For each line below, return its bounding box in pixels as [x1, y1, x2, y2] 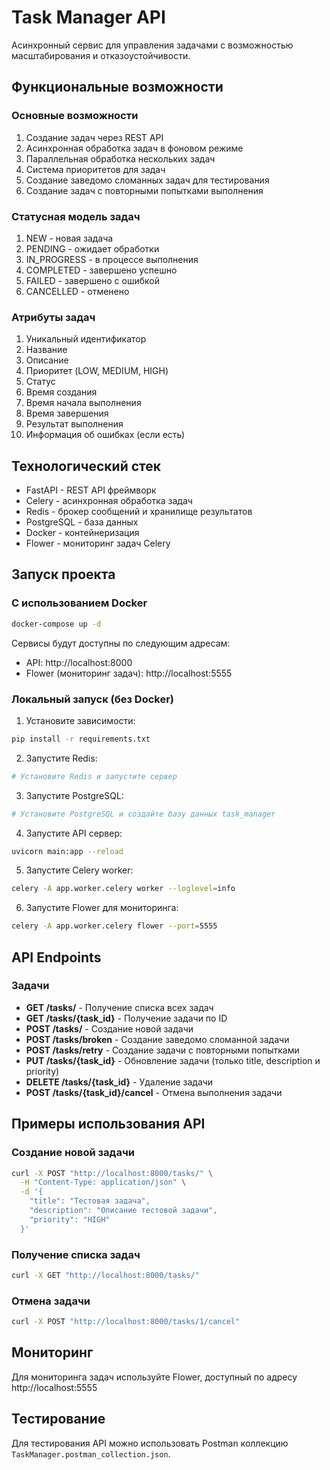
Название [25, 344, 68, 356]
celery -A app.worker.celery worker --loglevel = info [11, 884, 236, 894]
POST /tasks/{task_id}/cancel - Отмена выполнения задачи [25, 1086, 283, 1098]
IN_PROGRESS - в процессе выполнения [25, 253, 199, 265]
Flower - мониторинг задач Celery [25, 537, 171, 550]
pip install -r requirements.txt [11, 734, 151, 744]
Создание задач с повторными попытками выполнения [25, 184, 264, 196]
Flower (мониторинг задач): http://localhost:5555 [25, 667, 233, 679]
